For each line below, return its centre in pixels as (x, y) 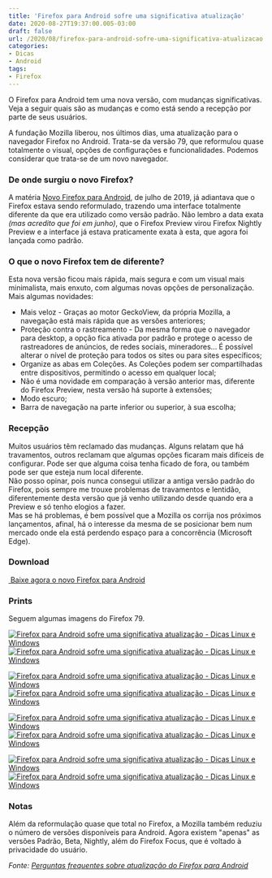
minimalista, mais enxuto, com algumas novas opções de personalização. (131, 288)
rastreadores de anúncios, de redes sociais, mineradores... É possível (136, 347)
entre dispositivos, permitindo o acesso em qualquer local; (118, 373)
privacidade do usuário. (48, 850)
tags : (17, 69)
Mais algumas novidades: (51, 297)
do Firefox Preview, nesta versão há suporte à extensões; (116, 390)
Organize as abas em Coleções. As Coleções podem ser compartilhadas (141, 364)
